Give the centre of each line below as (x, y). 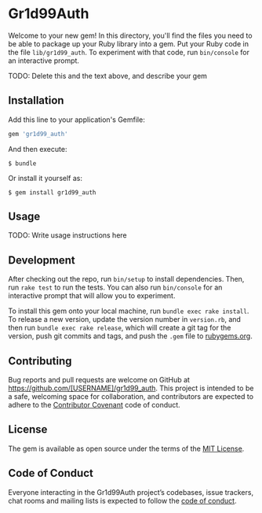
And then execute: (38, 149)
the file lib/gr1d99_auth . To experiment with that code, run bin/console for (129, 52)
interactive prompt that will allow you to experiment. (92, 296)
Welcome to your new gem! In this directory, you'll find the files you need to (130, 35)
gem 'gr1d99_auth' (38, 134)
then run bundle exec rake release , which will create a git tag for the (120, 328)
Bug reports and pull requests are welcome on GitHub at (99, 380)
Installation (36, 100)
